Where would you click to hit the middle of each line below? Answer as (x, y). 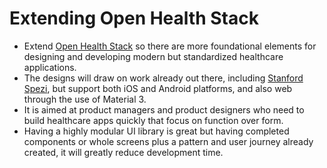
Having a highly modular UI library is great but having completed (156, 131)
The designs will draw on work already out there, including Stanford (163, 78)
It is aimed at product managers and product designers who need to (164, 109)
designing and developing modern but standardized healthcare (153, 56)
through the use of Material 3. (85, 99)
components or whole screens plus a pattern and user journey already (168, 141)
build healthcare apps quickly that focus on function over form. (153, 120)
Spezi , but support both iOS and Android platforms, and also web (158, 88)
